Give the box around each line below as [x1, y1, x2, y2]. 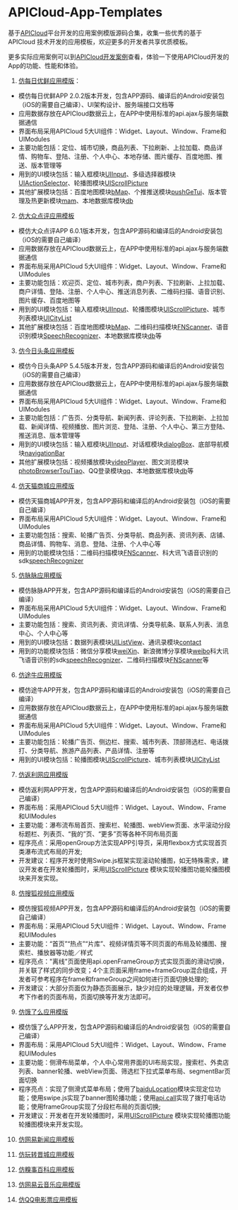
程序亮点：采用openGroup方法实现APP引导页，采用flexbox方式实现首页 [18, 838, 227, 847]
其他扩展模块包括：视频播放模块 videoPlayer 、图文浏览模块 [18, 458, 189, 466]
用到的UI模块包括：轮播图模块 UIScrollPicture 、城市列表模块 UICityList [18, 755, 220, 764]
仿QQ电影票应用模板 [18, 1195, 78, 1204]
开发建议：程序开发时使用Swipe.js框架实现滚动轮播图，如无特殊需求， [18, 856, 223, 864]
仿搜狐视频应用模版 [18, 888, 75, 897]
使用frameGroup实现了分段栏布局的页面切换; [30, 1102, 161, 1111]
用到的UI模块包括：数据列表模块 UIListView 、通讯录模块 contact [18, 638, 202, 646]
